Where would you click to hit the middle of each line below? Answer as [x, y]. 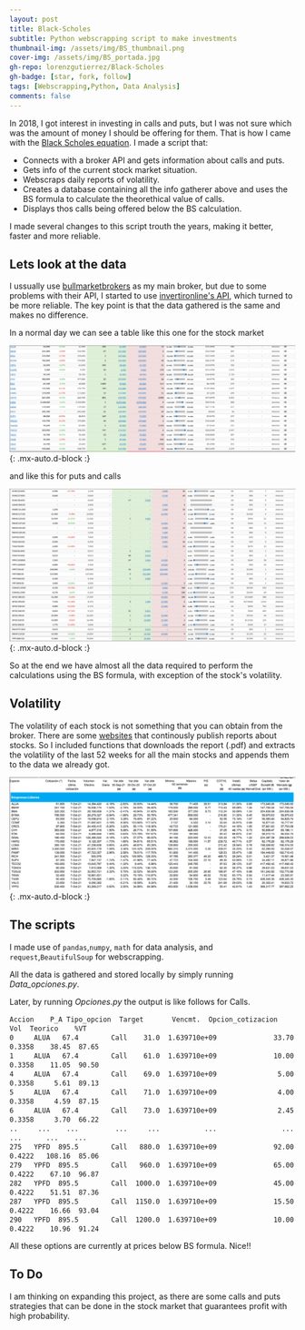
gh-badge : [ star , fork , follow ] [70, 77]
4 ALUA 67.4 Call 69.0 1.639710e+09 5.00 [152, 1074]
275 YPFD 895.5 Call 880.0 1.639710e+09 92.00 [152, 1147]
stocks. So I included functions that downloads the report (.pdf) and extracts [152, 745]
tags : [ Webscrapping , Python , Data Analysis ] [95, 86]
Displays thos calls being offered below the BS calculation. [132, 208]
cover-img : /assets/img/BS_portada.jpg [85, 58]
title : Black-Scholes [50, 29]
